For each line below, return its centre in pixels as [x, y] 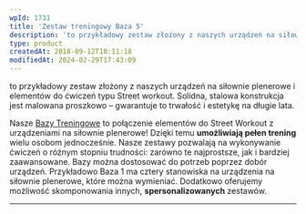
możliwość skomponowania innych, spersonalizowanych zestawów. [138, 191]
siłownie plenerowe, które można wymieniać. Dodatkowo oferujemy [136, 181]
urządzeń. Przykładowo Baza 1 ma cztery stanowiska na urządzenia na [142, 171]
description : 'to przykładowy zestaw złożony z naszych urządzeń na [142, 35]
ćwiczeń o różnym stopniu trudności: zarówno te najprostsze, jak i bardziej [149, 152]
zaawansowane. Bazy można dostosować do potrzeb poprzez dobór [138, 162]
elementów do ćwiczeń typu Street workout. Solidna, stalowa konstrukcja [147, 96]
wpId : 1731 [30, 18]
